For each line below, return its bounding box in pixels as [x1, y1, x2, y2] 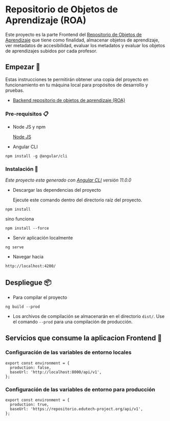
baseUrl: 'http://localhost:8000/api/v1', [10, 369, 102, 375]
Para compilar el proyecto [12, 294, 68, 300]
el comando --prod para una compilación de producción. [12, 319, 133, 325]
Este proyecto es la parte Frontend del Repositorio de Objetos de [5, 31, 142, 37]
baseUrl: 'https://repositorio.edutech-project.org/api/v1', [10, 407, 143, 412]
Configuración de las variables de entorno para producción [5, 386, 155, 393]
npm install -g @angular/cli [5, 154, 68, 159]
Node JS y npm [12, 124, 46, 130]
